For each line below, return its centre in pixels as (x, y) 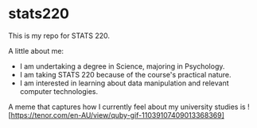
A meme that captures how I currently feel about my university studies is (127, 107)
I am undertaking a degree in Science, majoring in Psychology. (122, 66)
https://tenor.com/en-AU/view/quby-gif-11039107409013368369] (118, 115)
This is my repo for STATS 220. (59, 36)
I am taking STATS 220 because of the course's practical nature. (125, 74)
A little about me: (36, 51)
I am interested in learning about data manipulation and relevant (124, 83)
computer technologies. (59, 91)
